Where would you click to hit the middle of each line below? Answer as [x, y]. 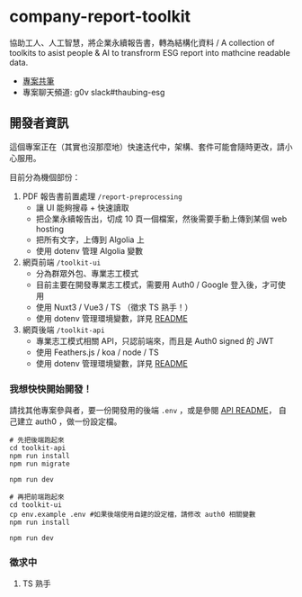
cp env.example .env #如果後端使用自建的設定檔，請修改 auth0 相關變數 [133, 515]
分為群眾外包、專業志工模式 [87, 273]
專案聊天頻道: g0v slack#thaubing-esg [93, 92]
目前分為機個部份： [45, 176]
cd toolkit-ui [36, 505]
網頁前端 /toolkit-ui [62, 262]
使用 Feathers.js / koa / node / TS [97, 352]
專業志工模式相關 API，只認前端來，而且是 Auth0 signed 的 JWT [155, 340]
